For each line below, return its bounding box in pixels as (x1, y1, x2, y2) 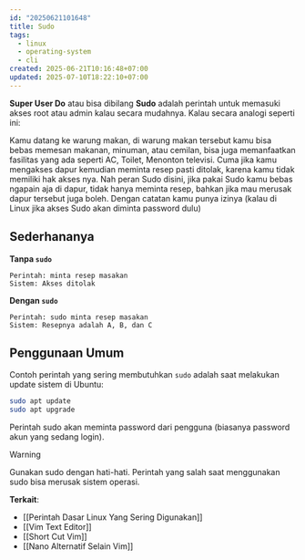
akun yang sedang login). (9, 431, 105, 442)
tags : (9, 30, 30, 39)
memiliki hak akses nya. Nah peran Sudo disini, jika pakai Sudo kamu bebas (9, 173, 293, 184)
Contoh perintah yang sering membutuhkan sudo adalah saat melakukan (9, 369, 280, 380)
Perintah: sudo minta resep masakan (9, 312, 148, 322)
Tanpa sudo (9, 253, 53, 264)
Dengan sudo (9, 295, 58, 306)
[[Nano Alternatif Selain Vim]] (22, 541, 134, 552)
